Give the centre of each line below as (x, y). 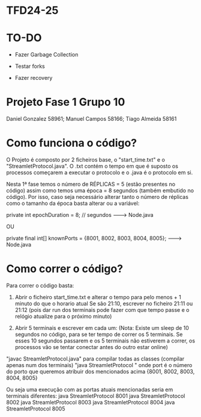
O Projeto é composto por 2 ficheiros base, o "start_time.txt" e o (85, 160)
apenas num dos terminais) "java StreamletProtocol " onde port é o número (99, 365)
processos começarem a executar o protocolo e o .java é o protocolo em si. (100, 172)
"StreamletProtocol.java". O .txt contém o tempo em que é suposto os (92, 166)
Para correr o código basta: (40, 285)
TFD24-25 (32, 11)
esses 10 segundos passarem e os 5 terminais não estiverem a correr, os (105, 341)
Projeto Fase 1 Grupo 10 (66, 102)
